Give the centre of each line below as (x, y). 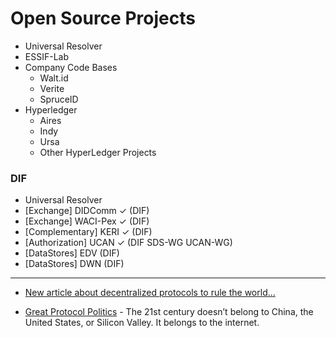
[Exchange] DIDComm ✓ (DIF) (87, 211)
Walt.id (54, 78)
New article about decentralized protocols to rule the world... (150, 293)
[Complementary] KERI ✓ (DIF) (88, 232)
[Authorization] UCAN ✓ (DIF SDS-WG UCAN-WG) (128, 243)
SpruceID (59, 99)
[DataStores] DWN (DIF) (74, 264)
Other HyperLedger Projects (98, 152)
